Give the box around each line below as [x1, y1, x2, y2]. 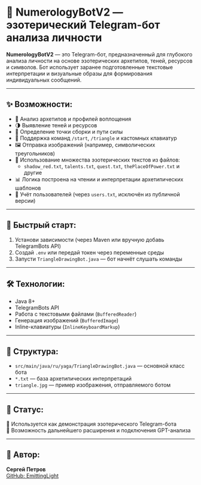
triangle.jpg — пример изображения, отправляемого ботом [14, 381, 171, 389]
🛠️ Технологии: [6, 279, 65, 289]
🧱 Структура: [6, 346, 59, 357]
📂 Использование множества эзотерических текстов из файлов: [14, 156, 181, 163]
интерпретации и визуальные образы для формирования [6, 70, 153, 77]
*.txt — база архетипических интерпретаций [14, 375, 132, 382]
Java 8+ [14, 298, 35, 305]
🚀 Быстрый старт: [6, 220, 77, 230]
